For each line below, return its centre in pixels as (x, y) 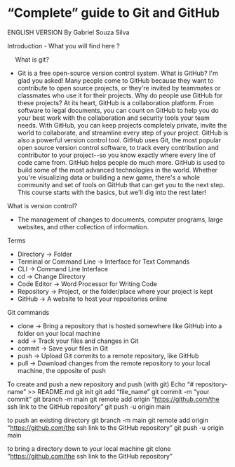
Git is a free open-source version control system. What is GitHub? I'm (118, 73)
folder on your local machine (59, 333)
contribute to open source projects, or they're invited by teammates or (119, 88)
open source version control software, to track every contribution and (118, 147)
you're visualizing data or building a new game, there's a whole (108, 177)
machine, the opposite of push (62, 370)
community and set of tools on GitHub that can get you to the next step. (121, 184)
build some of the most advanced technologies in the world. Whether (117, 170)
